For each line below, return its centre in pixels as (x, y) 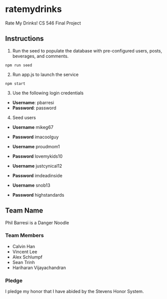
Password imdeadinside (37, 175)
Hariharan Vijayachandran (39, 268)
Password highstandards (38, 195)
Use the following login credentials (48, 93)
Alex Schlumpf (27, 257)
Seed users (24, 117)
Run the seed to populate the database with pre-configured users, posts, (87, 50)
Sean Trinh (23, 262)
